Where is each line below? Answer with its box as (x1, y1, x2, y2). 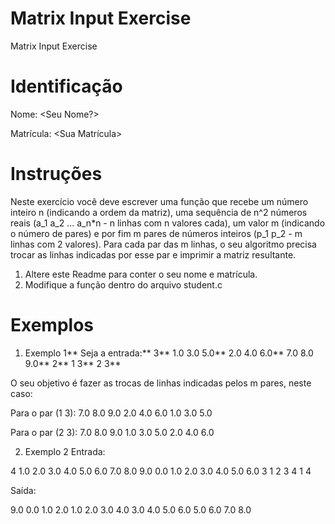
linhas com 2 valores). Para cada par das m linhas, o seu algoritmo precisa (10, 238, 317, 250)
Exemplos (10, 314, 95, 336)
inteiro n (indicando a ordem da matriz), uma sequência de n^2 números (10, 206, 308, 218)
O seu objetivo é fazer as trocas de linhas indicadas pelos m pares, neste (10, 377, 312, 389)
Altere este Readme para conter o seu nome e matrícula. (24, 268, 258, 280)
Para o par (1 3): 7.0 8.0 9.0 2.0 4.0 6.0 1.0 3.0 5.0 (10, 407, 213, 419)
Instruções (10, 163, 103, 186)
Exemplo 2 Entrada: (24, 445, 106, 457)
